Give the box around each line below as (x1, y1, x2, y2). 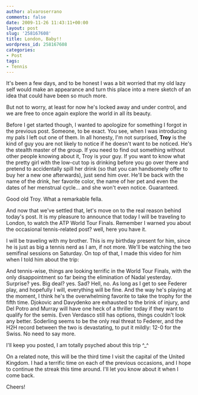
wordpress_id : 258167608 (6, 42, 67, 48)
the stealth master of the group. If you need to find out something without (6, 146, 185, 154)
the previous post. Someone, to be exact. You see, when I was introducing (6, 128, 187, 135)
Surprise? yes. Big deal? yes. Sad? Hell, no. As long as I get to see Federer (6, 280, 187, 287)
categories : (6, 47, 35, 53)
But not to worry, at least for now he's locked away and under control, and (6, 104, 187, 111)
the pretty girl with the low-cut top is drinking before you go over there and (6, 159, 189, 166)
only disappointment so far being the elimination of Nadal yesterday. (6, 274, 173, 281)
